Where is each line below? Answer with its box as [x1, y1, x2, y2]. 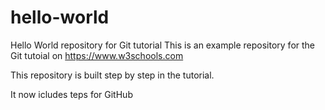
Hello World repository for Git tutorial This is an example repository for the [10, 39, 316, 51]
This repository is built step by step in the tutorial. [10, 69, 215, 81]
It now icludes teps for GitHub [10, 88, 133, 100]
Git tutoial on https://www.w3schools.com [10, 49, 184, 61]
